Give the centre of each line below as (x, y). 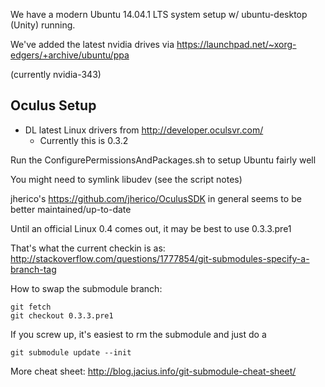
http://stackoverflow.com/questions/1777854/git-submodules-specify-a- (160, 258)
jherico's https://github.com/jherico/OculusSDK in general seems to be (156, 198)
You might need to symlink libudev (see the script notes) (126, 179)
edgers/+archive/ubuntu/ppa (70, 55)
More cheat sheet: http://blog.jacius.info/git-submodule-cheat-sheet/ (153, 371)
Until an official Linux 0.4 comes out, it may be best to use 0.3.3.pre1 (151, 228)
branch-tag (33, 269)
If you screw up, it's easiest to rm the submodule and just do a (138, 334)
